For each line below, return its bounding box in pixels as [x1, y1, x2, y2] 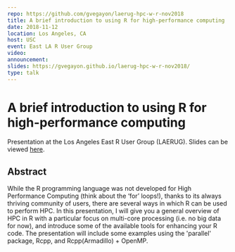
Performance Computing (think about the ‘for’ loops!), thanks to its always [7, 191, 222, 201]
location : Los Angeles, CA [7, 30, 87, 37]
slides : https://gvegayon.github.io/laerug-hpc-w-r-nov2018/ [7, 63, 191, 70]
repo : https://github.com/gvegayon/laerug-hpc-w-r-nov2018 [7, 10, 184, 18]
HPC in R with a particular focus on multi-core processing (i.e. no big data [7, 214, 222, 222]
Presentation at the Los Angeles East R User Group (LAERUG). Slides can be [7, 138, 229, 146]
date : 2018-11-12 [7, 23, 58, 30]
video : [7, 50, 27, 57]
